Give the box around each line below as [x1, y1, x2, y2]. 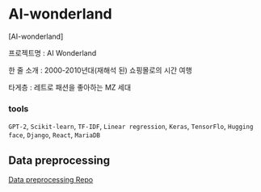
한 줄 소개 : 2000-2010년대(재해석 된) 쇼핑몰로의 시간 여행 [8, 65, 192, 75]
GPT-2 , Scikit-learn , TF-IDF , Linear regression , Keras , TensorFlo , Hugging [8, 122, 254, 131]
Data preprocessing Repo [8, 175, 94, 185]
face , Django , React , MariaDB [8, 130, 101, 140]
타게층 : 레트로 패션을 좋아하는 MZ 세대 [8, 82, 132, 92]
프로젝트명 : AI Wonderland [8, 48, 97, 57]
